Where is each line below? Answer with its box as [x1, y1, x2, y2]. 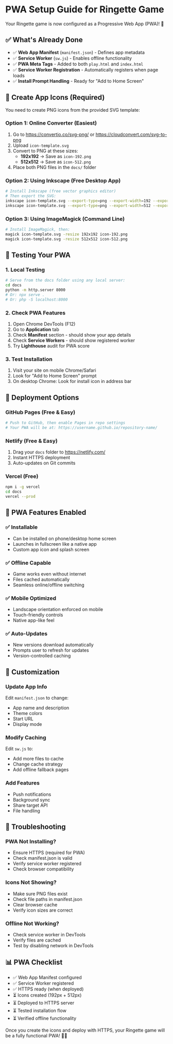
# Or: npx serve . [5, 292, 45, 297]
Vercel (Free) [5, 473, 39, 480]
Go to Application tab [12, 326, 59, 333]
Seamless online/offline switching [12, 582, 84, 588]
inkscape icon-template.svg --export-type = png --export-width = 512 [5, 203, 151, 208]
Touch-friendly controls [12, 612, 63, 618]
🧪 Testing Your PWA [5, 251, 71, 259]
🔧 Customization [5, 668, 60, 676]
